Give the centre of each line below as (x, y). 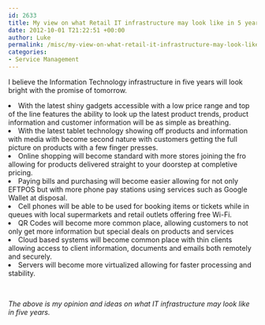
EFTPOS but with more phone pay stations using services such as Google (128, 189)
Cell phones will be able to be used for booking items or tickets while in (134, 206)
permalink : (26, 45)
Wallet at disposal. (38, 197)
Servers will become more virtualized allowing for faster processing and (135, 264)
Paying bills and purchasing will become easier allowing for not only (129, 181)
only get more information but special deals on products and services (121, 231)
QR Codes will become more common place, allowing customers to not (133, 222)
